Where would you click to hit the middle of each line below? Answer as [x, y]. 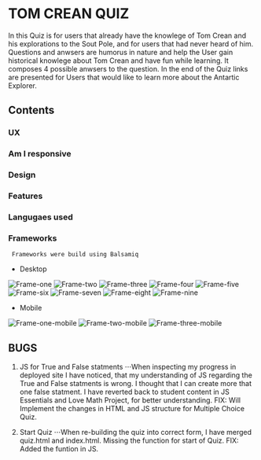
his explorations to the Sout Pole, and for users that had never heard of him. [131, 43]
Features [26, 196]
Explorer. [23, 85]
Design [22, 175]
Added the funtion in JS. [59, 449]
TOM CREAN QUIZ [69, 14]
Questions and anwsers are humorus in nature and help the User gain [121, 52]
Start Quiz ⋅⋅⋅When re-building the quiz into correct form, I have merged [136, 432]
